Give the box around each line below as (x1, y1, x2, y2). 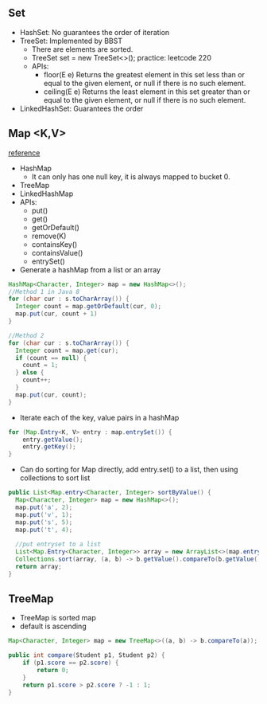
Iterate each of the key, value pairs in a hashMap (19, 413, 180, 422)
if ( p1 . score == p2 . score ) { (22, 659, 119, 667)
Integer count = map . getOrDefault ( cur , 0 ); (15, 303, 161, 311)
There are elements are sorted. (31, 44, 133, 54)
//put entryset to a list (15, 541, 102, 549)
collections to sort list (19, 473, 91, 483)
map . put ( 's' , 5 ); (15, 518, 73, 526)
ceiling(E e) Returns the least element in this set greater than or (43, 87, 250, 96)
